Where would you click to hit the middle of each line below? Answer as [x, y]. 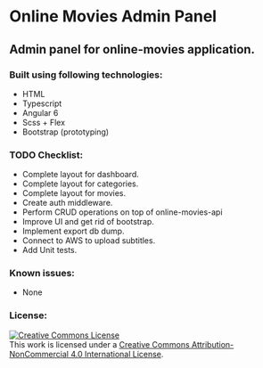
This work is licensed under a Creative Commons [99, 344]
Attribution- [213, 344]
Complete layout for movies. [74, 193]
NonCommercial [39, 354]
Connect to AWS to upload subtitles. [89, 241]
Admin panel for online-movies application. [132, 49]
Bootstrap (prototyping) [66, 132]
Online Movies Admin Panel [113, 16]
